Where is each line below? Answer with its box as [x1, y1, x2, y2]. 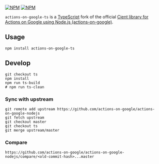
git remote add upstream [5, 106, 55, 111]
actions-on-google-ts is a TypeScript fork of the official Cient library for [5, 14, 149, 19]
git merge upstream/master [5, 128, 60, 133]
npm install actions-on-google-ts [5, 46, 75, 51]
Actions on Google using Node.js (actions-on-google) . [5, 19, 113, 25]
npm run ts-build [5, 80, 40, 85]
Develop [5, 59, 31, 67]
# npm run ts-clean [5, 85, 45, 89]
